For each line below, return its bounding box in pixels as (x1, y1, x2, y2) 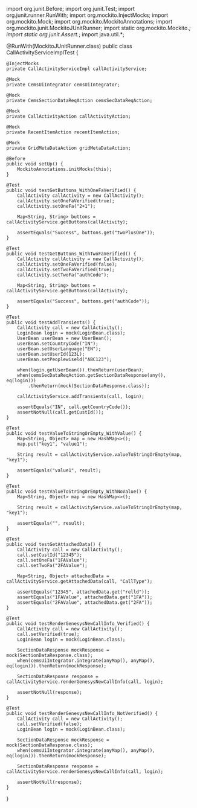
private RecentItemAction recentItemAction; (6, 129, 120, 135)
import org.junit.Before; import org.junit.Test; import (6, 5, 135, 12)
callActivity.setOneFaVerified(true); (17, 198, 115, 204)
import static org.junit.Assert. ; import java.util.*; (6, 31, 125, 38)
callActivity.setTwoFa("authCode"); (17, 272, 110, 278)
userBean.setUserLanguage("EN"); (17, 346, 102, 352)
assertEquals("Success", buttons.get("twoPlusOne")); (17, 229, 155, 236)
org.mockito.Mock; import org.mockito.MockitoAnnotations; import (6, 18, 173, 25)
